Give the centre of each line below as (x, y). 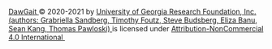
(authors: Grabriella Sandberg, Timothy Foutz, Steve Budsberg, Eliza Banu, (133, 20)
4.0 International (36, 37)
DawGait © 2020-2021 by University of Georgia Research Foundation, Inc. (133, 12)
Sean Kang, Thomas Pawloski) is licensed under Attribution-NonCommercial (136, 29)
